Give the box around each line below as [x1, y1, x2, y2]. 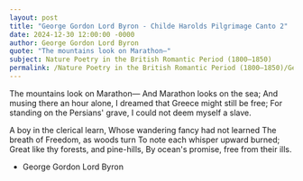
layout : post [9, 13, 59, 23]
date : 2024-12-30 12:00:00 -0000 [9, 30, 135, 39]
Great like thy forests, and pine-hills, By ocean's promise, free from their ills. [9, 143, 292, 154]
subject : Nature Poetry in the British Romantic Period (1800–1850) [9, 55, 272, 64]
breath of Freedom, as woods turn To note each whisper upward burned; [9, 134, 280, 145]
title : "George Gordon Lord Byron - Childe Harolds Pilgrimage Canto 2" [9, 22, 289, 31]
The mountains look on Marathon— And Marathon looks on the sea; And [9, 87, 279, 99]
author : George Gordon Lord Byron [9, 38, 140, 48]
